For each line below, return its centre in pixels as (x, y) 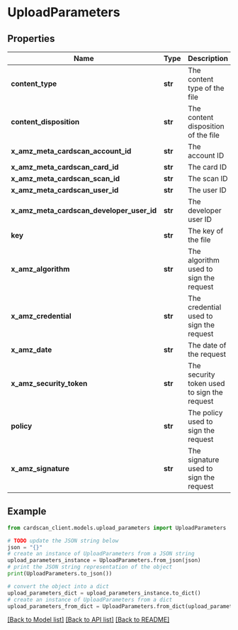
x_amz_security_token (49, 383)
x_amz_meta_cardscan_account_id (71, 151)
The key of (205, 231)
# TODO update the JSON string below (63, 541)
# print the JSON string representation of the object (90, 567)
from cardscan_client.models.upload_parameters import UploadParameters (117, 528)
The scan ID (208, 178)
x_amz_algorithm (40, 269)
